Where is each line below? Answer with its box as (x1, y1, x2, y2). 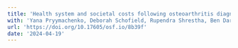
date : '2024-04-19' (7, 30, 65, 37)
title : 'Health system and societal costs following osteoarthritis (7, 10, 214, 18)
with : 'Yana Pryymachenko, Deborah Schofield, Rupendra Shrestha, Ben (7, 17, 220, 24)
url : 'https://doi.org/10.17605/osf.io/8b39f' (7, 23, 147, 30)
